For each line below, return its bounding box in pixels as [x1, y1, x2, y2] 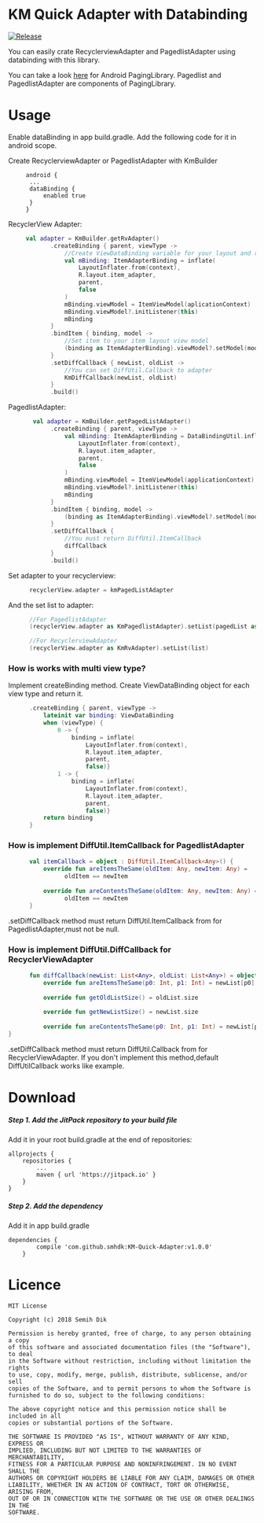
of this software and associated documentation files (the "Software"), [8, 1343, 251, 1351]
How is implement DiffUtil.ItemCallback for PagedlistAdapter [8, 840, 245, 851]
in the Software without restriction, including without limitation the [8, 1357, 251, 1365]
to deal [8, 1350, 34, 1358]
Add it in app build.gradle [8, 1221, 90, 1230]
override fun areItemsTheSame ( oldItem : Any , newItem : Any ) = [42, 865, 248, 873]
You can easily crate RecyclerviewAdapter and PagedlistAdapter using [8, 46, 236, 56]
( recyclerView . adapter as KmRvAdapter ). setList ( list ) [28, 644, 210, 652]
